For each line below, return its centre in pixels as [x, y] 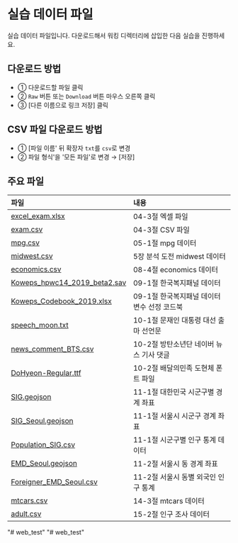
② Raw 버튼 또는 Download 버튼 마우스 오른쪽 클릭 [86, 96]
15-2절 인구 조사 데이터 [172, 515]
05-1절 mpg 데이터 [165, 243]
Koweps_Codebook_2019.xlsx [61, 301]
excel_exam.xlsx [38, 216]
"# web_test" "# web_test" [46, 532]
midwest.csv [32, 256]
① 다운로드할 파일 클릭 [50, 87]
